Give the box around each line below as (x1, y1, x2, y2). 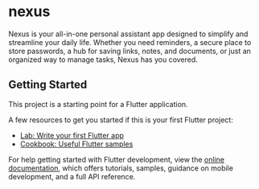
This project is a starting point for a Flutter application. (8, 99, 188, 109)
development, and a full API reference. (8, 171, 136, 181)
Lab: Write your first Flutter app (19, 130, 125, 140)
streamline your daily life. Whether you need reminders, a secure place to (8, 37, 252, 47)
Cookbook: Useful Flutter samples (19, 139, 134, 149)
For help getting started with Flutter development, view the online (8, 154, 225, 164)
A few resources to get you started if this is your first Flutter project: (8, 115, 233, 125)
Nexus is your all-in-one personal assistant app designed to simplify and (8, 29, 249, 39)
